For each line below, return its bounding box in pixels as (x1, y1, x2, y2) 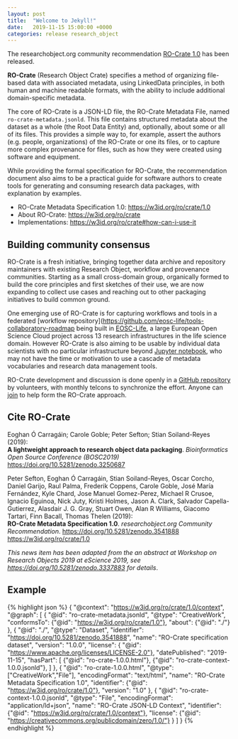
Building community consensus (7, 239, 151, 251)
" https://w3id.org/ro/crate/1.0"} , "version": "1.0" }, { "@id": (7, 686, 178, 694)
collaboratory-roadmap (7, 324, 75, 333)
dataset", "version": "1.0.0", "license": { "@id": (7, 640, 142, 649)
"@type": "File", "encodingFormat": (70, 694, 174, 702)
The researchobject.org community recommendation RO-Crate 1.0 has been (7, 50, 229, 58)
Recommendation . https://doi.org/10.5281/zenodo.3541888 (7, 527, 179, 535)
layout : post (7, 10, 46, 18)
